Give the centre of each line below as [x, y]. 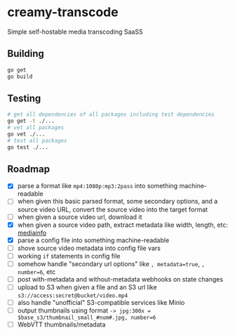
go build [20, 77]
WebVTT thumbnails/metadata [61, 324]
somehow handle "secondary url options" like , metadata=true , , [111, 263]
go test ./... [28, 147]
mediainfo [32, 232]
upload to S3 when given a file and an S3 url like [87, 287]
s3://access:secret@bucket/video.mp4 [73, 296]
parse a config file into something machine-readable [93, 240]
